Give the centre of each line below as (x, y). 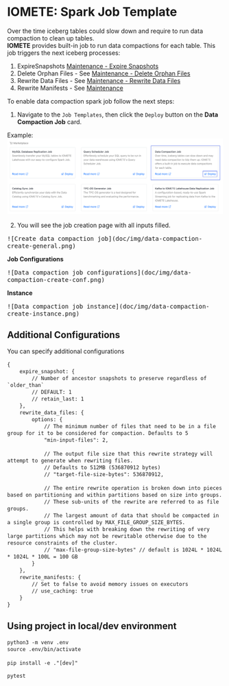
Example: (20, 135)
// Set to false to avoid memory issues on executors (110, 584)
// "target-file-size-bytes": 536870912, (104, 475)
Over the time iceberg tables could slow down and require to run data (105, 31)
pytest (16, 676)
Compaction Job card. (49, 121)
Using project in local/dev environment (92, 626)
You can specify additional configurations (66, 351)
